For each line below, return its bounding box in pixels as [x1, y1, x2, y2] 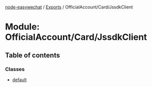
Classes [5, 65, 25, 72]
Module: [5, 22, 40, 32]
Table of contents [5, 51, 60, 59]
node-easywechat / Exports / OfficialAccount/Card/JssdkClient [5, 4, 133, 10]
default [12, 77, 27, 83]
